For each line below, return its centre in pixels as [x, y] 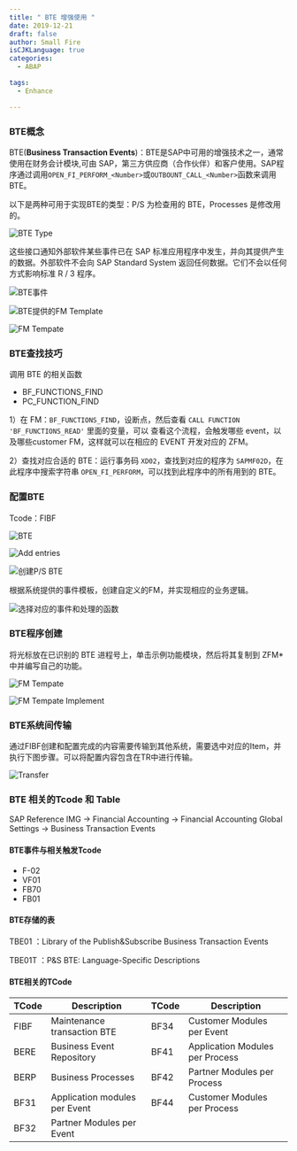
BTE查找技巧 [36, 353]
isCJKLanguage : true [47, 50]
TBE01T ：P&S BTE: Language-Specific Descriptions [105, 960]
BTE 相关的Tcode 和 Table [65, 800]
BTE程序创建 [36, 634]
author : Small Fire [45, 42]
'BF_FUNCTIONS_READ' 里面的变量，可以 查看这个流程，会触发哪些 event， [141, 431]
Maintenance [78, 1021]
